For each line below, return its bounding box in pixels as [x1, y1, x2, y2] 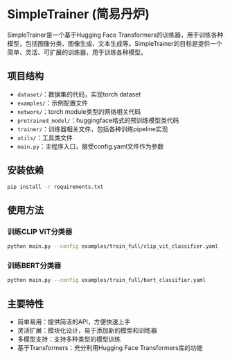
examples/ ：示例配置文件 [17, 99, 89, 107]
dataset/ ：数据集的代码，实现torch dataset [17, 90, 141, 98]
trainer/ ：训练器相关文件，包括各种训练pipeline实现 [17, 124, 168, 133]
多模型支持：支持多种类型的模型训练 [17, 335, 121, 343]
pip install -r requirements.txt [7, 183, 104, 190]
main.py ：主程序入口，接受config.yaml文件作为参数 [17, 142, 164, 150]
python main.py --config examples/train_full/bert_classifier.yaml [7, 277, 206, 284]
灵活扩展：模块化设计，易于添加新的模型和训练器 [17, 326, 157, 334]
